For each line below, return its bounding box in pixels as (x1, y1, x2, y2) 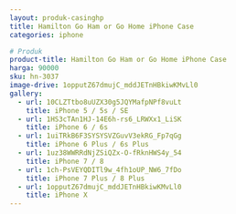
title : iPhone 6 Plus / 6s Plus (26, 140, 149, 149)
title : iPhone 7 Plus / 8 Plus (26, 174, 145, 183)
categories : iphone (9, 30, 84, 39)
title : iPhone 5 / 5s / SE (26, 106, 129, 115)
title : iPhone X (26, 190, 89, 200)
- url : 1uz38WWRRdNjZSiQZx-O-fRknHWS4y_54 (17, 148, 182, 158)
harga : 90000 (9, 64, 59, 73)
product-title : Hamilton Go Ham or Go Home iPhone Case (9, 56, 227, 65)
